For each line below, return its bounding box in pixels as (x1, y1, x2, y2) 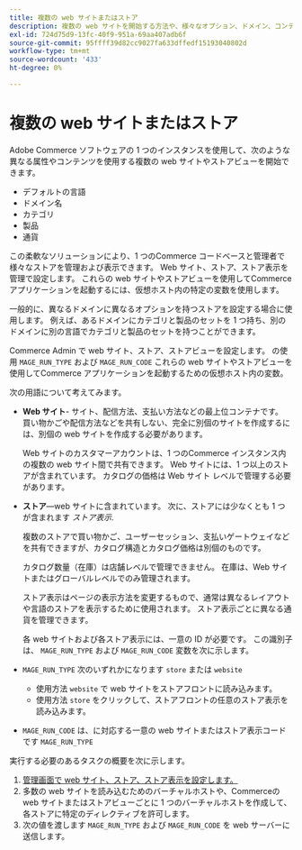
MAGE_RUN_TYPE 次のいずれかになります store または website (22, 663, 243, 674)
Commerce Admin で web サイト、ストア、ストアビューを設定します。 (9, 344, 271, 356)
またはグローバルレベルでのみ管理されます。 (30, 572, 196, 583)
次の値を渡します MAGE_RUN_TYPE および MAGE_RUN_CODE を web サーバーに (22, 819, 290, 830)
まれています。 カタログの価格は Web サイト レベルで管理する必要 (46, 470, 292, 480)
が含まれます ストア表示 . (22, 511, 114, 523)
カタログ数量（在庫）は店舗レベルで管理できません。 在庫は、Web (22, 561, 271, 572)
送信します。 (22, 830, 70, 841)
